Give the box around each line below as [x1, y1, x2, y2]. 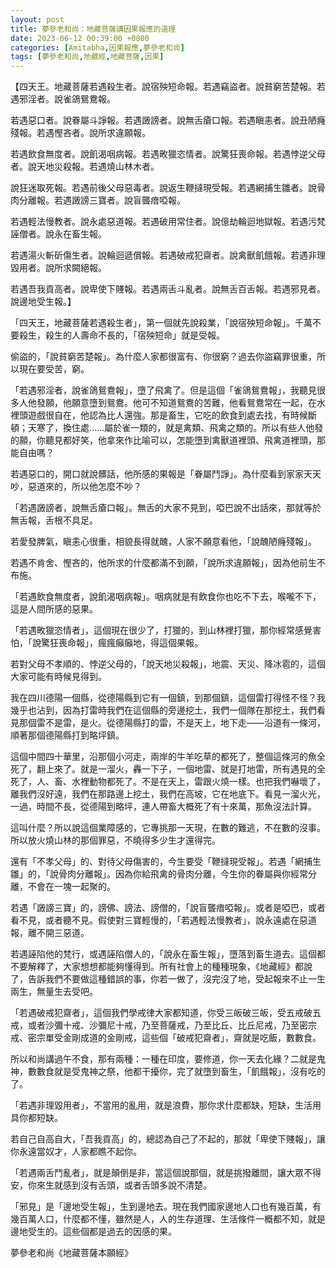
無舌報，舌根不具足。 [10, 514, 98, 526]
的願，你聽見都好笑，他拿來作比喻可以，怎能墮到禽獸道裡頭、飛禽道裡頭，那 [10, 434, 326, 446]
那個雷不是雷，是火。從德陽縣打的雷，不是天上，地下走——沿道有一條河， [18, 717, 326, 729]
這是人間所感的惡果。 [10, 603, 98, 615]
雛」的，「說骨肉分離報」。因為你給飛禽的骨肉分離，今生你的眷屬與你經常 [10, 868, 308, 880]
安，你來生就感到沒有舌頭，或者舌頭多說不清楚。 [10, 1179, 212, 1191]
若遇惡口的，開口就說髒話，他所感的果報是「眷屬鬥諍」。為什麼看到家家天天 [10, 468, 322, 480]
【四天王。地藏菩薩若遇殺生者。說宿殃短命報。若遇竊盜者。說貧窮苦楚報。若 [10, 81, 326, 93]
